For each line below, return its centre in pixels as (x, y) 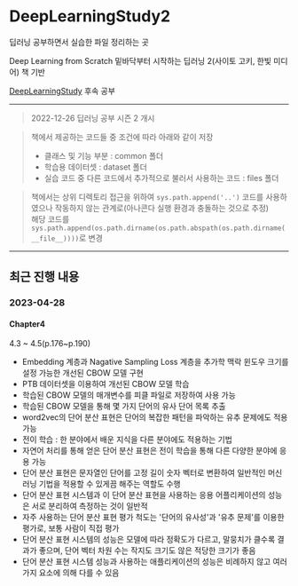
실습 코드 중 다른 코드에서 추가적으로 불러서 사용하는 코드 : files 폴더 (161, 178)
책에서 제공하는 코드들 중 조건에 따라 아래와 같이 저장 (122, 137)
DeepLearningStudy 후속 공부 (62, 91)
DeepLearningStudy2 (90, 16)
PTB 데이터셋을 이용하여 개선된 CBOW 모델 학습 (106, 384)
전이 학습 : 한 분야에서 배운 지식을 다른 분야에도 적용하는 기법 (127, 439)
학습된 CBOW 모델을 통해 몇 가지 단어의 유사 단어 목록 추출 (124, 407)
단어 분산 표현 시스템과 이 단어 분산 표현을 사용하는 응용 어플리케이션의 (144, 495)
